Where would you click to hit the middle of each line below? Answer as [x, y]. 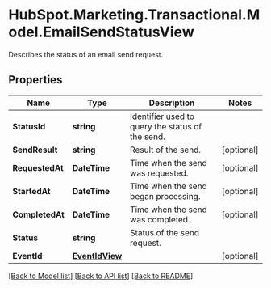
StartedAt [31, 191]
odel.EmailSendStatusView [102, 32]
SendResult [35, 150]
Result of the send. [166, 150]
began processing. [165, 196]
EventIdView [97, 256]
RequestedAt [38, 167]
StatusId [29, 126]
